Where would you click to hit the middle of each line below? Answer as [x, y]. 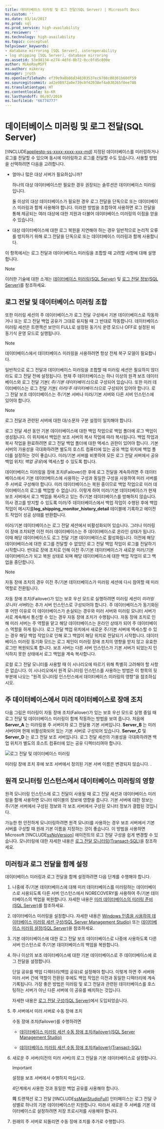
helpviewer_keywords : [27, 46]
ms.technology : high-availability [40, 37]
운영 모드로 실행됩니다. [40, 333]
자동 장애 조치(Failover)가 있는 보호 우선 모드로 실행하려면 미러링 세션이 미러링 [80, 598]
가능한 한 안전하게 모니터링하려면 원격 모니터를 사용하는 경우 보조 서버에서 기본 [80, 822]
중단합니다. [25, 562]
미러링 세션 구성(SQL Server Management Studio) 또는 [87, 922]
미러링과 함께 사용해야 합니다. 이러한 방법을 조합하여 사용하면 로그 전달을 [86, 208]
